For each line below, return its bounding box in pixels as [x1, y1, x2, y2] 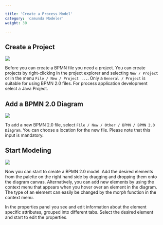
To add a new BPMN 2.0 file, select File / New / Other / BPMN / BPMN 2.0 [5, 122, 155, 127]
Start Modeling [5, 146, 52, 155]
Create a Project [5, 42, 55, 51]
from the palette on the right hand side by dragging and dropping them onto [5, 174, 157, 180]
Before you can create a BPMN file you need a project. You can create [5, 65, 146, 71]
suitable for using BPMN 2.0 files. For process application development [5, 81, 147, 86]
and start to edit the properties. [5, 214, 68, 220]
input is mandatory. [5, 132, 44, 138]
